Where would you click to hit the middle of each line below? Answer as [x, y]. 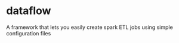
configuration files [29, 33]
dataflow [29, 11]
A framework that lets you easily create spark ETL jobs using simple [89, 27]
